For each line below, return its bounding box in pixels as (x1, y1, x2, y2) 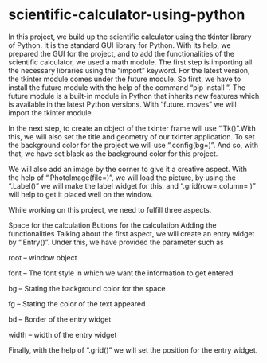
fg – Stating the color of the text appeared (8, 299, 146, 308)
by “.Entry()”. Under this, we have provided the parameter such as (8, 237, 225, 247)
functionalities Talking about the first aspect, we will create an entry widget (8, 228, 255, 238)
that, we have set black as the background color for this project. (8, 149, 218, 158)
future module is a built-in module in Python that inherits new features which (8, 91, 260, 100)
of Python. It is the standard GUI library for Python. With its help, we (8, 40, 231, 49)
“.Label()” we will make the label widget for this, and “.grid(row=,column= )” (8, 181, 257, 190)
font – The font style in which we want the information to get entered (8, 268, 234, 278)
